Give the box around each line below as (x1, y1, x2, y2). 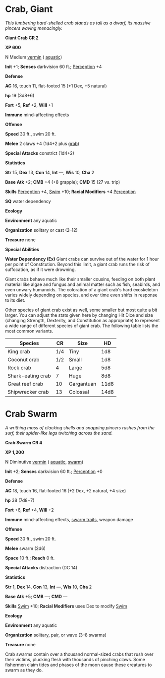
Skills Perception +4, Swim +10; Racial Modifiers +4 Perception (5, 189, 136, 195)
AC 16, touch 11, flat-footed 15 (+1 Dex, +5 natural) (5, 83, 108, 89)
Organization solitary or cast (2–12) (5, 227, 78, 233)
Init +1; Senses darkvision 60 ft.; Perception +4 (5, 64, 102, 69)
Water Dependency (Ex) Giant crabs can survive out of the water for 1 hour (5, 256, 160, 262)
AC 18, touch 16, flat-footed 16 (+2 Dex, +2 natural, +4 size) (5, 487, 126, 493)
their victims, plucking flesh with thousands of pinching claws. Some (5, 656, 145, 662)
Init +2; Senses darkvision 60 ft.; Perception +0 (5, 468, 103, 475)
